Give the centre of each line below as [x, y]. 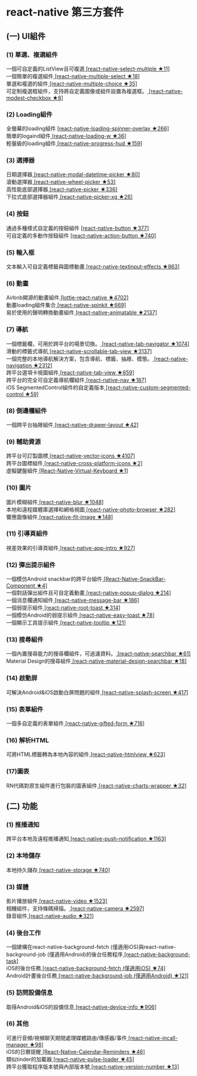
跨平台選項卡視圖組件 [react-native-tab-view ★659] [70, 372]
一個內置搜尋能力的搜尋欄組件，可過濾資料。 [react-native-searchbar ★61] [98, 654]
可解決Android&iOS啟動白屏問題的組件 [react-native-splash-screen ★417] [97, 692]
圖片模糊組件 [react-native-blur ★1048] [55, 502]
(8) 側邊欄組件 [27, 411]
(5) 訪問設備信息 [30, 993]
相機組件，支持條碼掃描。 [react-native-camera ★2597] [75, 908]
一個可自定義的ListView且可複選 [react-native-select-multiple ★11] [88, 69]
